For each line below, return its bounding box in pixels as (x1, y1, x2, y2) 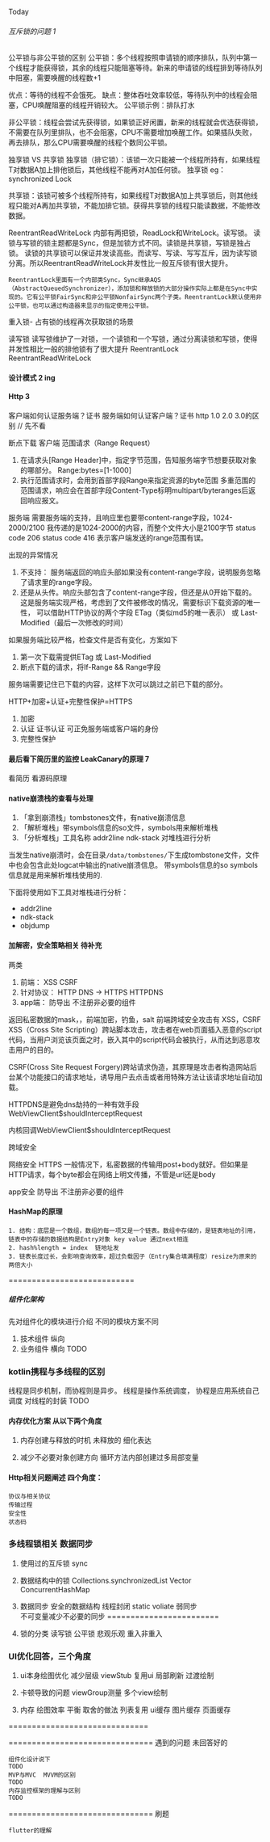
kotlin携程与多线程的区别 (8, 1365, 106, 1377)
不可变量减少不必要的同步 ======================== (19, 1611, 220, 1621)
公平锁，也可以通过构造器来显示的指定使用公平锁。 (8, 302, 153, 310)
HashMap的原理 (8, 1207, 63, 1217)
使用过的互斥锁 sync (19, 1558, 89, 1568)
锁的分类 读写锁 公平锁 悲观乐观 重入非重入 (19, 1628, 163, 1638)
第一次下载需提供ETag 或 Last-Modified (19, 652, 152, 662)
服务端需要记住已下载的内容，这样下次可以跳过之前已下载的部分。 (8, 679, 227, 689)
